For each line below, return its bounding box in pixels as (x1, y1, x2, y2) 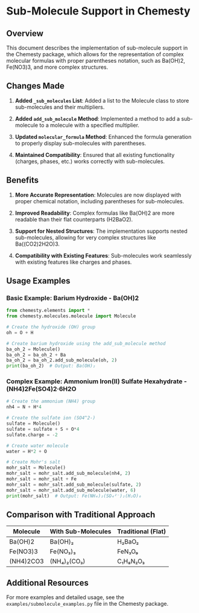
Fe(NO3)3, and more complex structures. (6, 63, 109, 71)
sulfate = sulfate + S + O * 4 (6, 426, 80, 432)
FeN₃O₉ (117, 547, 139, 556)
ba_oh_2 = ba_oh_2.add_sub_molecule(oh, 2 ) (6, 357, 118, 363)
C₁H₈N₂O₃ (117, 557, 145, 565)
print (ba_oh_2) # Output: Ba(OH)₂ (6, 363, 96, 369)
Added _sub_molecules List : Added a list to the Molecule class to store (14, 97, 189, 104)
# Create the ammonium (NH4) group (6, 398, 96, 405)
